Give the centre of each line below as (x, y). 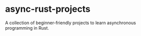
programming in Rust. (27, 28)
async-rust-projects (48, 9)
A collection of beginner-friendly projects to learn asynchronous (70, 23)
